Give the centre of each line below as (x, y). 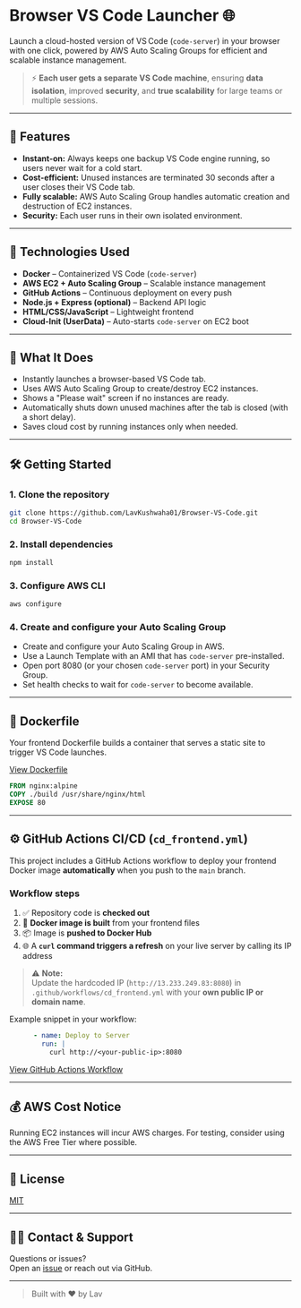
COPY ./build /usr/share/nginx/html (77, 795)
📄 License (37, 1179)
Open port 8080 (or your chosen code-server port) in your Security (146, 666)
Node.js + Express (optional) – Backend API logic (114, 302)
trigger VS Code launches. (58, 752)
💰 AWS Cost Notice (65, 1107)
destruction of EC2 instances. (77, 206)
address (37, 956)
